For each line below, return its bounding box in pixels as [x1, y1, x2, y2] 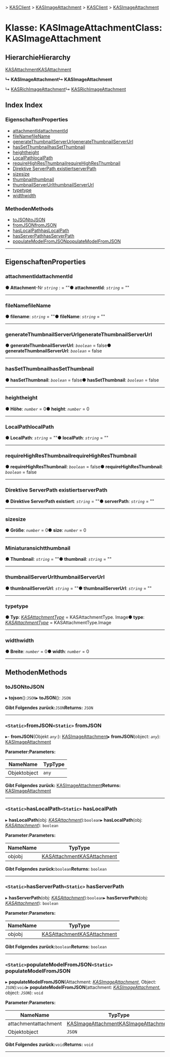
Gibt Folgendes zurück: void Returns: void [5, 1041, 94, 1048]
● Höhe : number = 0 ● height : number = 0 [5, 406, 90, 412]
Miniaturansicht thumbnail [5, 544, 71, 552]
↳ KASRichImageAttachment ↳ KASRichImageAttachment [5, 86, 126, 92]
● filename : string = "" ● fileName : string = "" [5, 313, 105, 319]
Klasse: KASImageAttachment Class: [5, 22, 162, 34]
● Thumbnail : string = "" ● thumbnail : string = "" [5, 556, 112, 562]
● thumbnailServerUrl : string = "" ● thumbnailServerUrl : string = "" [5, 585, 152, 591]
